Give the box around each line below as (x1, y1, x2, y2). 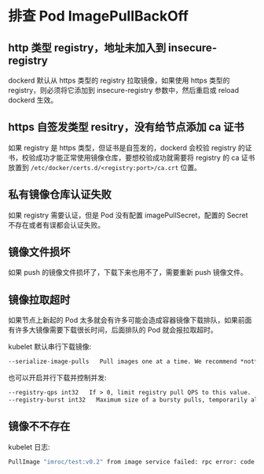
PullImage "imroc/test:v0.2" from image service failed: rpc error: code (8, 457, 255, 465)
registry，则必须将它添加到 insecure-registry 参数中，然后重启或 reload (8, 86, 240, 94)
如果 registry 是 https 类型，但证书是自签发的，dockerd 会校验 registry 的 (8, 143, 246, 152)
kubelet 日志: (8, 442, 50, 451)
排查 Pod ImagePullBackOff (8, 7, 189, 25)
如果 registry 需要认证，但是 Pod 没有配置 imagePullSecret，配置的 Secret (8, 210, 249, 220)
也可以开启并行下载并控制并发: (8, 373, 108, 383)
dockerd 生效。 (8, 95, 58, 105)
